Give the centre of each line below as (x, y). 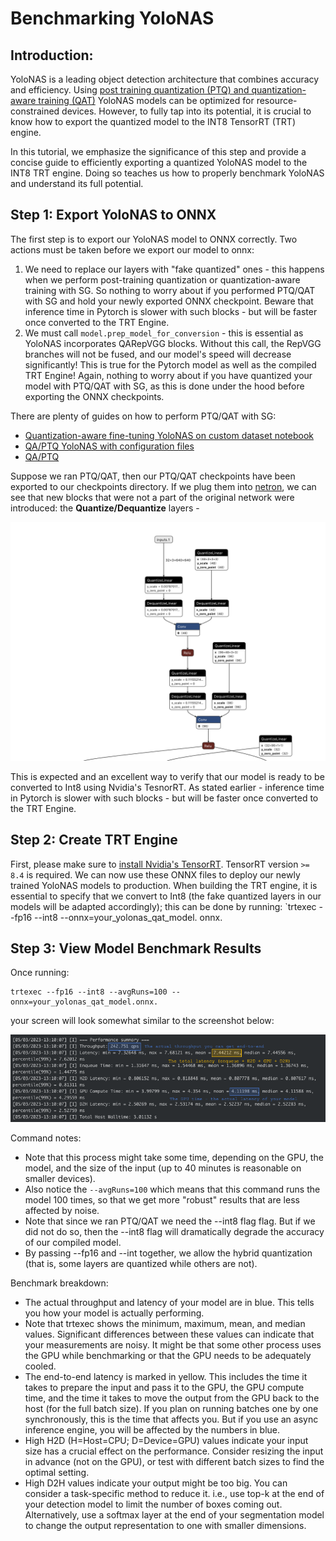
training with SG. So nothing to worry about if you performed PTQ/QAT (170, 290)
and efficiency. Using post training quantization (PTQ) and (130, 90)
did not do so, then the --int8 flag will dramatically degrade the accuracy (174, 1231)
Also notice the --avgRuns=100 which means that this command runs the (172, 1189)
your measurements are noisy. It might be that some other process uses (173, 1345)
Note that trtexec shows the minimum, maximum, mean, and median (165, 1323)
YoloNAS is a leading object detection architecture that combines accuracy (165, 79)
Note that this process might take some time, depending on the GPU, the (174, 1157)
